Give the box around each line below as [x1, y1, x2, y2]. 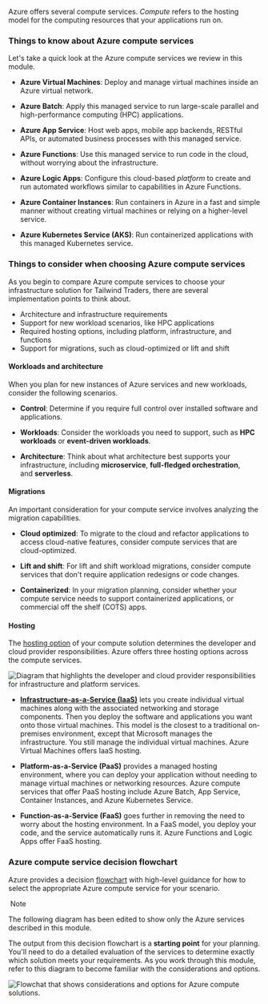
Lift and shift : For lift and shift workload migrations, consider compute [19, 561, 251, 571]
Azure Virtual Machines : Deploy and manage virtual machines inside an [19, 78, 258, 87]
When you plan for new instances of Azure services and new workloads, [8, 380, 247, 389]
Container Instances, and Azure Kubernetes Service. [19, 796, 194, 805]
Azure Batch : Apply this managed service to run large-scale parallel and [19, 102, 259, 111]
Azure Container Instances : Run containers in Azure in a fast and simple [19, 198, 261, 207]
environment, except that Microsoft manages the [52, 729, 214, 739]
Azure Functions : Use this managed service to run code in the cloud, [19, 150, 249, 159]
